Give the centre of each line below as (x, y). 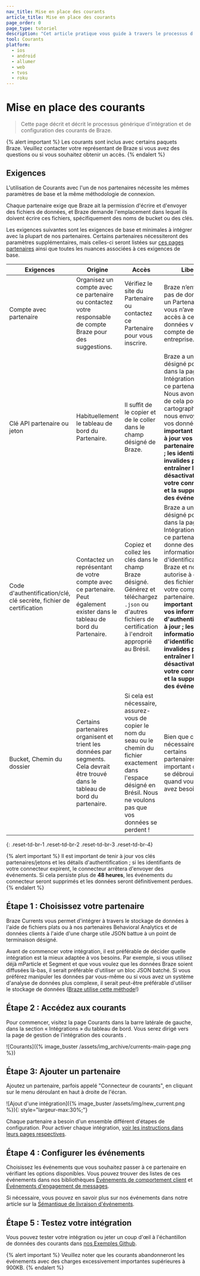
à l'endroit (138, 634)
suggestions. (94, 347)
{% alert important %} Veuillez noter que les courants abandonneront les (96, 1255)
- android (24, 56)
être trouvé (92, 773)
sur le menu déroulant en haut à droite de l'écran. (67, 1092)
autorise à (178, 574)
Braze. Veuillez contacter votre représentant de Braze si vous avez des (93, 148)
